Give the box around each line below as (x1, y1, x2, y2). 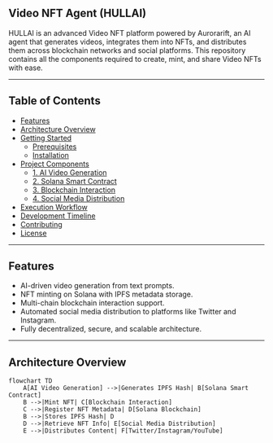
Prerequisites (32, 142, 77, 151)
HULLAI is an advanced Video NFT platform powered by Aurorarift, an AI (8, 28, 251, 37)
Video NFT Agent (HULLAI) (8, 7, 147, 20)
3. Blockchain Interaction (32, 185, 116, 195)
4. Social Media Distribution (32, 193, 125, 203)
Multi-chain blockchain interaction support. (19, 298, 165, 308)
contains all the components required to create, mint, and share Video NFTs (8, 54, 262, 64)
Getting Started (19, 133, 71, 143)
